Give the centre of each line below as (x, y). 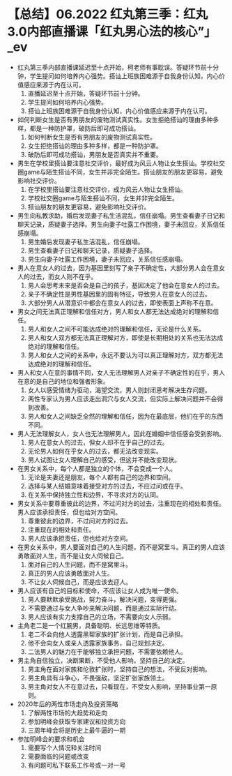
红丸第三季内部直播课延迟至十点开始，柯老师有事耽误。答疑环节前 (112, 67)
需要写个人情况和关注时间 (64, 747)
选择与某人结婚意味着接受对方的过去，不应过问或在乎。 (107, 486)
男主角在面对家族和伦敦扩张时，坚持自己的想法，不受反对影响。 (119, 669)
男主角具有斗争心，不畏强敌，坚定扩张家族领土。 (98, 678)
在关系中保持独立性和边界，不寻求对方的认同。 (95, 494)
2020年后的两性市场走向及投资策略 (68, 704)
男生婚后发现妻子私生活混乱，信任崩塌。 (86, 241)
